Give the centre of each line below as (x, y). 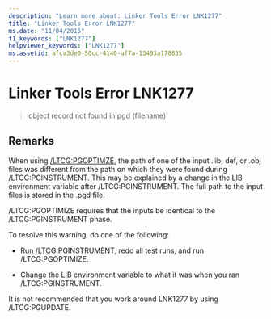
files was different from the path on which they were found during (118, 169)
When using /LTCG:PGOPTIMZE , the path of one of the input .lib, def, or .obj (135, 160)
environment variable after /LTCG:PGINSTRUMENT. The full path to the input (136, 186)
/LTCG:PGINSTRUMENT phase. (60, 219)
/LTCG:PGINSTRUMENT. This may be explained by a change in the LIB (125, 178)
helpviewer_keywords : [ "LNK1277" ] (67, 46)
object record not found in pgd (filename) (97, 115)
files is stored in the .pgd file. (57, 195)
